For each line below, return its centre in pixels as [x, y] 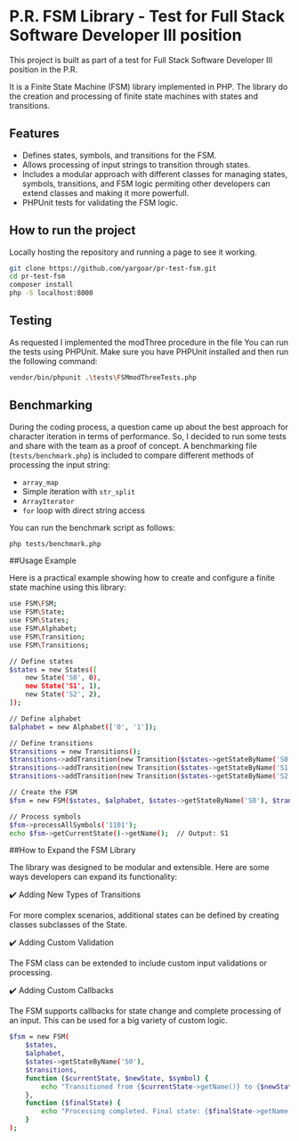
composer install [41, 285]
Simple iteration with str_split [79, 491]
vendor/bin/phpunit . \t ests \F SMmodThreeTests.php [103, 377]
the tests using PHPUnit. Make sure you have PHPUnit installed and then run [149, 351]
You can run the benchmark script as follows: [92, 527]
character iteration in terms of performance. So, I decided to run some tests [148, 436]
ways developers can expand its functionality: [93, 877]
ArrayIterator [48, 501]
